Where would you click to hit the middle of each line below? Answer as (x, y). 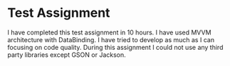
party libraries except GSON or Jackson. (67, 55)
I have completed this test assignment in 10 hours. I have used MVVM (109, 32)
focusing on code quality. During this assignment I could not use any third (115, 47)
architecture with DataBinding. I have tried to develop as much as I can (111, 39)
